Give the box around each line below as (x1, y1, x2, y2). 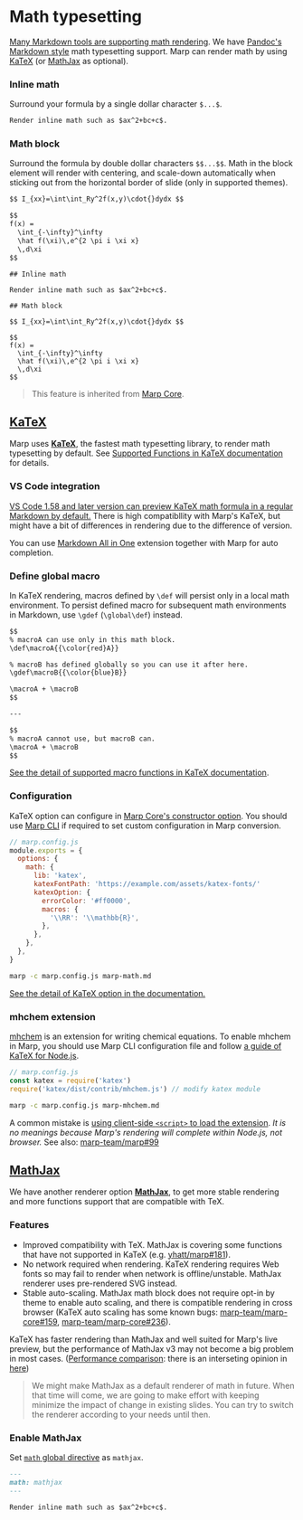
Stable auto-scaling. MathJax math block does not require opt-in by (22, 1287, 276, 1298)
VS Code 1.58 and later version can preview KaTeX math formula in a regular (9, 500, 294, 512)
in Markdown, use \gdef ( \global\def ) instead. (9, 609, 184, 620)
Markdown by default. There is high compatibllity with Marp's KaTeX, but (9, 510, 280, 521)
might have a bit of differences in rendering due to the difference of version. (9, 520, 293, 531)
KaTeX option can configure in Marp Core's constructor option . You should (9, 810, 288, 821)
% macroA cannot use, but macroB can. (9, 734, 156, 743)
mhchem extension (9, 1010, 97, 1023)
